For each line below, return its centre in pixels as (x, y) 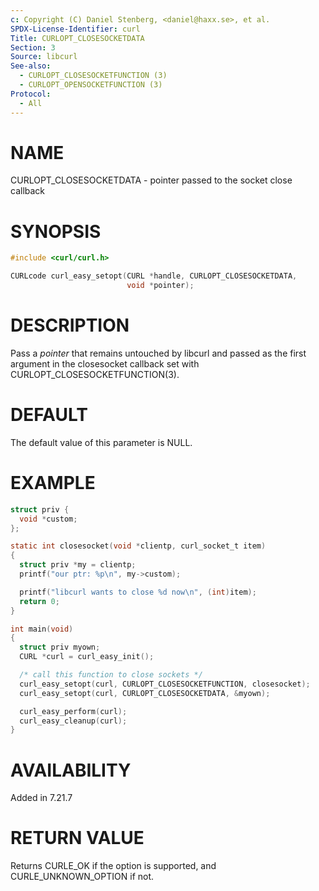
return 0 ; (39, 601)
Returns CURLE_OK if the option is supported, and (113, 866)
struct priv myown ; (60, 647)
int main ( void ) (42, 629)
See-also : (31, 66)
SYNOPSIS (56, 231)
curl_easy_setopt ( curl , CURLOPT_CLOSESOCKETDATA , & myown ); (145, 693)
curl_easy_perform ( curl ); (73, 711)
